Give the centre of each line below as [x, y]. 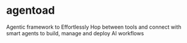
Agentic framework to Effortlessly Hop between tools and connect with [94, 27]
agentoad [31, 10]
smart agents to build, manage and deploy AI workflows [75, 33]
